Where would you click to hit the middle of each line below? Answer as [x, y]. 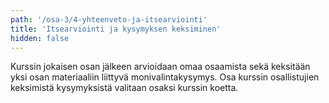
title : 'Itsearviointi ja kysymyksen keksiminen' [116, 29]
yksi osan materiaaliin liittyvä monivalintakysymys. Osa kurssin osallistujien [165, 77]
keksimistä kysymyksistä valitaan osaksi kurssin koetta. [124, 88]
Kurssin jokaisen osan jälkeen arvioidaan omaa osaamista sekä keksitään [160, 67]
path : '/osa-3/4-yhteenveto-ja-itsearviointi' [109, 19]
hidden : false [40, 38]
